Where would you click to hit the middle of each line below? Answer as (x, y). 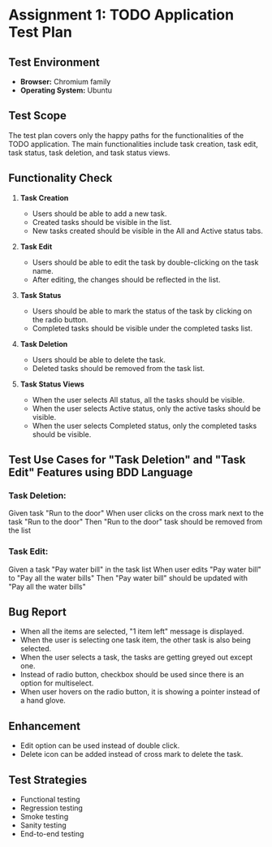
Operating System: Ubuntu (66, 90)
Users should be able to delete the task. (99, 360)
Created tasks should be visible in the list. (102, 222)
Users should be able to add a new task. (99, 214)
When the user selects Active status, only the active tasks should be (147, 408)
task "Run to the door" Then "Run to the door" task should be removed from (136, 522)
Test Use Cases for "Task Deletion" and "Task (127, 460)
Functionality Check (60, 178)
